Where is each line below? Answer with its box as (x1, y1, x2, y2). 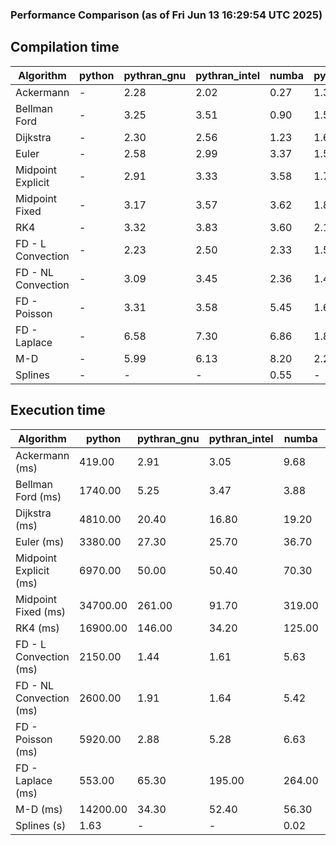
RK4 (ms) (15, 621, 60, 635)
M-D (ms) (15, 802, 63, 816)
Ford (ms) (15, 489, 62, 503)
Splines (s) (15, 818, 67, 832)
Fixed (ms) (15, 604, 67, 618)
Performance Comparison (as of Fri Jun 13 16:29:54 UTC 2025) (10, 8, 323, 22)
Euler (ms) (15, 534, 65, 548)
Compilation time (10, 39, 120, 56)
